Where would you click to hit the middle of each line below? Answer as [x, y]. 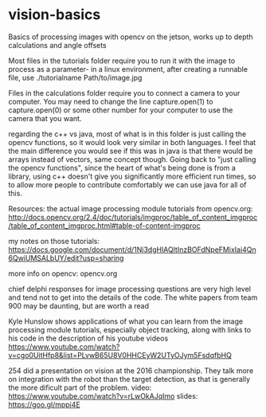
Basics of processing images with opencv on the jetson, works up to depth [131, 37]
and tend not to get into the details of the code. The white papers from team [133, 297]
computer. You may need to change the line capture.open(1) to [111, 101]
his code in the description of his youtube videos [88, 338]
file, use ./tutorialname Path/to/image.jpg [75, 77]
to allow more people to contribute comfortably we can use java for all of [127, 184]
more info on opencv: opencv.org [63, 273]
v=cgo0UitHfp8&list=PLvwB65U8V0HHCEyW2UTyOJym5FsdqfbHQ [120, 355]
